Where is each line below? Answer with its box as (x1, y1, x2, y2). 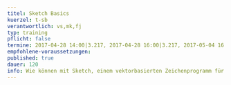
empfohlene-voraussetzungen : (7, 49, 91, 56)
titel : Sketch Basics (7, 10, 70, 17)
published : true (7, 55, 54, 62)
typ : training (7, 29, 48, 36)
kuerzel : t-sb (7, 16, 48, 23)
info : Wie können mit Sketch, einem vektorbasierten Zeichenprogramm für (7, 67, 225, 74)
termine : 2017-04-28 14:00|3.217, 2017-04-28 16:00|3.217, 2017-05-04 (7, 42, 215, 49)
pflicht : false (7, 36, 51, 42)
